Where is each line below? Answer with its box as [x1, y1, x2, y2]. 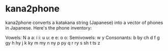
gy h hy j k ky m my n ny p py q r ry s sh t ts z [5, 39, 100, 45]
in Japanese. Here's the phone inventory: [5, 24, 92, 30]
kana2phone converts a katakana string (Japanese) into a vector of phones [5, 19, 163, 25]
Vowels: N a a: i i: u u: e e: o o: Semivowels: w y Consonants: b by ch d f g [5, 34, 160, 40]
